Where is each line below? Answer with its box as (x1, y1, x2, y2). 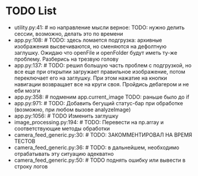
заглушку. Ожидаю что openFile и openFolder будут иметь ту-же (14, 49, 177, 56)
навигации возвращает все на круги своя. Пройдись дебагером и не (14, 80, 189, 87)
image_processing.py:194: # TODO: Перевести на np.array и (14, 118, 164, 125)
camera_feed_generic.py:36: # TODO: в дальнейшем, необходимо (14, 144, 180, 151)
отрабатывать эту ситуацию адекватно (14, 150, 114, 157)
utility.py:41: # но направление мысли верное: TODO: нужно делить (14, 24, 185, 31)
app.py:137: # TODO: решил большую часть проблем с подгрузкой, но (14, 61, 192, 69)
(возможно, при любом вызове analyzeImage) (14, 106, 131, 113)
